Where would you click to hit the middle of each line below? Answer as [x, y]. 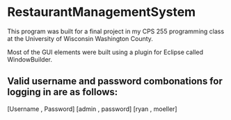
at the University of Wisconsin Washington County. [80, 38]
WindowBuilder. [30, 59]
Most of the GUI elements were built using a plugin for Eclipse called [105, 52]
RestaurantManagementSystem [102, 12]
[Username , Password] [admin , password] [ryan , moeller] [92, 109]
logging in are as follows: [63, 92]
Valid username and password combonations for [115, 82]
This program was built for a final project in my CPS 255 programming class [116, 31]
